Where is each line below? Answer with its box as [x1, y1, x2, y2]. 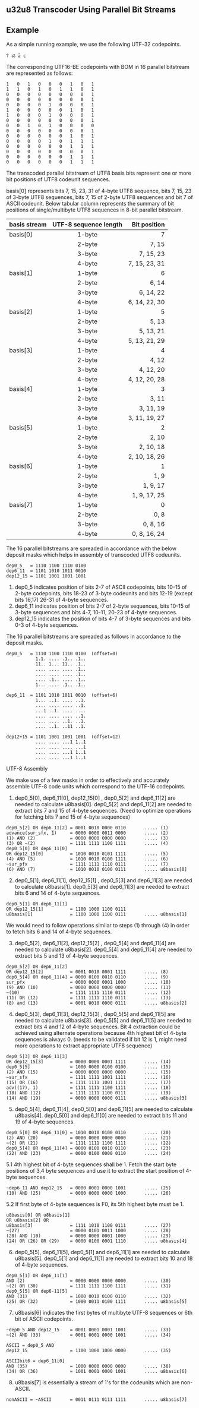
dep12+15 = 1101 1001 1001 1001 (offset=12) [6, 734, 121, 740]
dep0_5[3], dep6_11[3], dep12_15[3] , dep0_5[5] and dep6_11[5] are [14, 1011, 176, 1018]
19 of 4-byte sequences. [14, 1118, 75, 1125]
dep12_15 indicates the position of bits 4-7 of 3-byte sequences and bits [14, 615, 191, 623]
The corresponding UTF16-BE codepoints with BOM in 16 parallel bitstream [6, 64, 190, 71]
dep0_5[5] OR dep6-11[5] [6, 1289, 68, 1295]
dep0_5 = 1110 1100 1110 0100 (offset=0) [6, 651, 118, 657]
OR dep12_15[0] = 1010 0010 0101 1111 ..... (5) [6, 851, 169, 857]
